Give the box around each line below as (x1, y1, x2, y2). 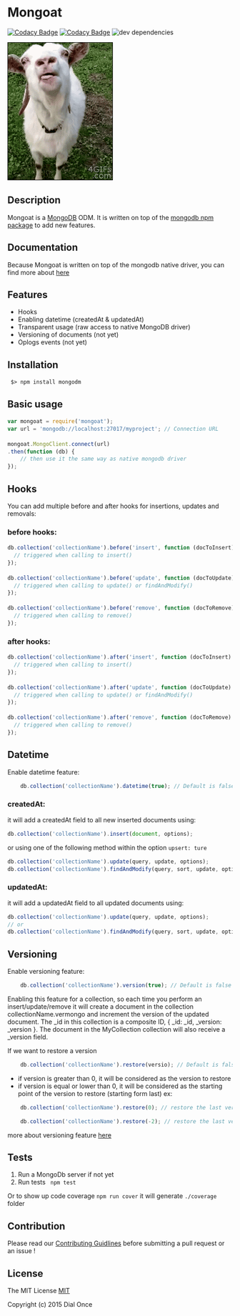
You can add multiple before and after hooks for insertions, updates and (7, 502, 219, 510)
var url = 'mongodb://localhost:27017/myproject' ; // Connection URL (7, 425, 219, 432)
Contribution (7, 1220, 66, 1232)
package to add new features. (7, 221, 96, 229)
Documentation (7, 241, 79, 254)
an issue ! (7, 1247, 36, 1255)
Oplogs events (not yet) (17, 338, 88, 347)
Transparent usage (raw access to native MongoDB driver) (17, 323, 191, 332)
